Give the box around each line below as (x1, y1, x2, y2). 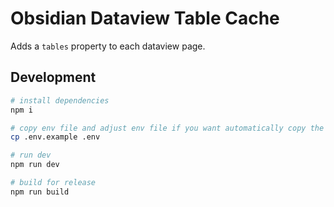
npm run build (10, 187, 70, 197)
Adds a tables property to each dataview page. (10, 40, 206, 52)
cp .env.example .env (10, 132, 101, 142)
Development (10, 69, 97, 86)
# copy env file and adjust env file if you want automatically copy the (10, 123, 325, 133)
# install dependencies (10, 95, 110, 106)
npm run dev (10, 160, 60, 170)
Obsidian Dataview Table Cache (10, 7, 280, 30)
